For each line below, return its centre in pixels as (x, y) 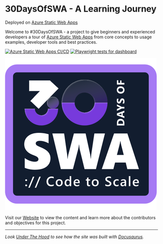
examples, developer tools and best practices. (51, 42)
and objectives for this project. (36, 223)
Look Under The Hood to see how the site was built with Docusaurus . (74, 237)
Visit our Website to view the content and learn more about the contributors (81, 217)
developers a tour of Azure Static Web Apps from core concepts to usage (78, 37)
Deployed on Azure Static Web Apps (41, 22)
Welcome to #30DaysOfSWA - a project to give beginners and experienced (80, 32)
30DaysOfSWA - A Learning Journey (81, 9)
